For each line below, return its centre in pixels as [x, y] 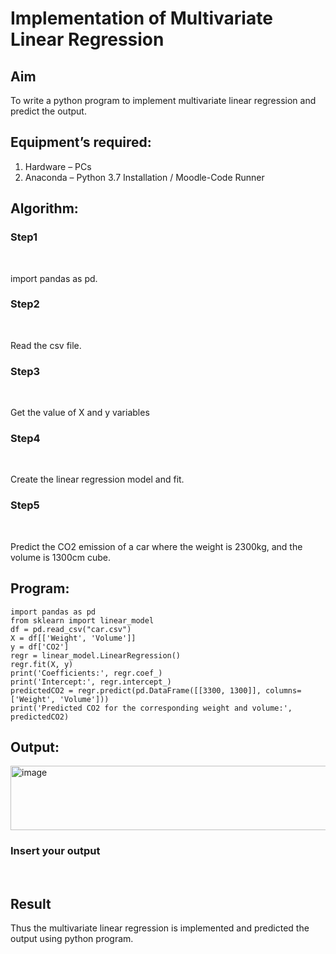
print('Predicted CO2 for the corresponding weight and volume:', [151, 708]
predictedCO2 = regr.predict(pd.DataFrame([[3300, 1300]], [136, 690]
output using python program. [72, 939]
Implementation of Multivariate [141, 18]
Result [31, 904]
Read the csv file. [46, 345]
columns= [283, 690]
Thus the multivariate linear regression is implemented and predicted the [160, 928]
